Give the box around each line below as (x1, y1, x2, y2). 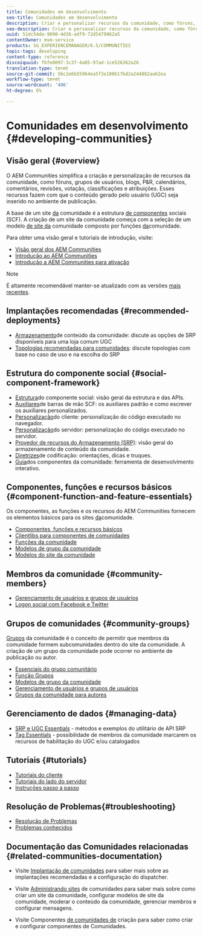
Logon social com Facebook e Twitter (14, 601, 109, 608)
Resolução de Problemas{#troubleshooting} (6, 801, 176, 811)
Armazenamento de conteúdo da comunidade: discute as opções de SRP (14, 331, 196, 339)
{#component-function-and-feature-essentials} (6, 491, 193, 502)
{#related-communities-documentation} (6, 851, 163, 861)
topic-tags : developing (6, 48, 66, 54)
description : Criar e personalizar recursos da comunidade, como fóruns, (6, 20, 196, 26)
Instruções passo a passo (14, 784, 80, 791)
